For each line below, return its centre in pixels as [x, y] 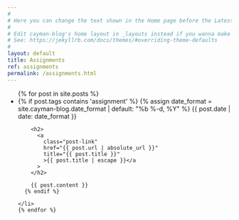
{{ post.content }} [60, 185]
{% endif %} [42, 191]
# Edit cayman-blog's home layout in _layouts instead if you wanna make [119, 34]
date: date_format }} [47, 116]
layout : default [31, 54]
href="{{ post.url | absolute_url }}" [101, 148]
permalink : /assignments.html [52, 73]
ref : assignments [33, 67]
